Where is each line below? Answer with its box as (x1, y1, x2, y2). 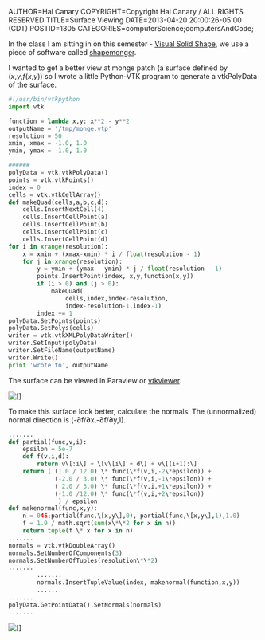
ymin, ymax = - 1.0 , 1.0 (8, 147, 88, 155)
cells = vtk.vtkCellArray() (8, 190, 102, 198)
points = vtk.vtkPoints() (8, 175, 94, 184)
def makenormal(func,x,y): (8, 505, 98, 512)
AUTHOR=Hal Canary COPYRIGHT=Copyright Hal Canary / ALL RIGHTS (8, 7, 244, 16)
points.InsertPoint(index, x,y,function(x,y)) (37, 273, 194, 281)
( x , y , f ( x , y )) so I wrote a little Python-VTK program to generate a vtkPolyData (8, 72, 258, 80)
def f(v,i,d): (22, 453, 69, 461)
